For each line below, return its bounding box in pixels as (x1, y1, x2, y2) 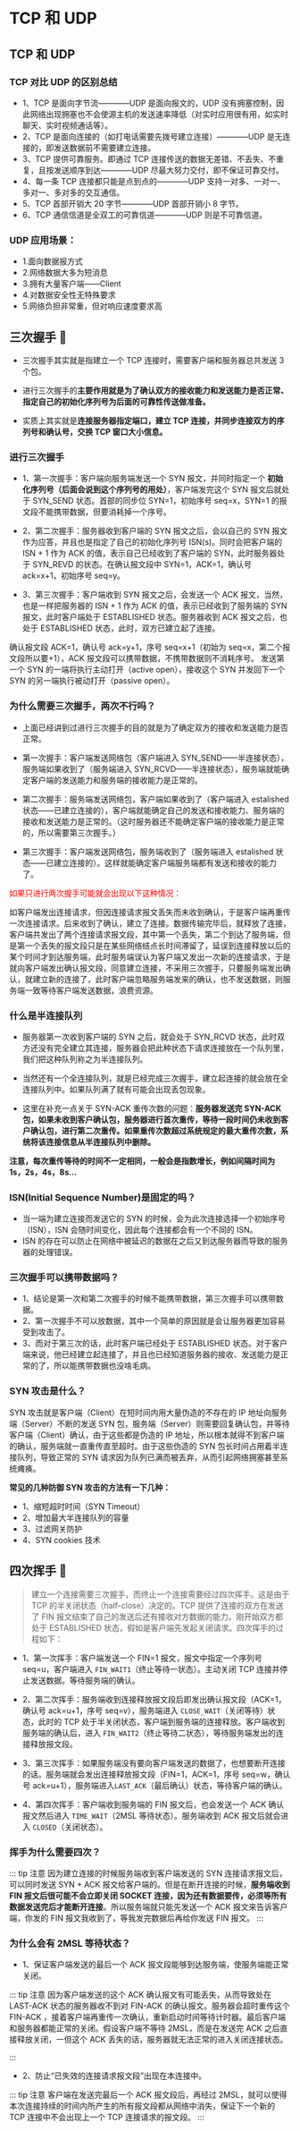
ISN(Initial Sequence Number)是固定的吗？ (9, 1191, 196, 1203)
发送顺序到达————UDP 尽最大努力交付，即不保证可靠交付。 (53, 165, 284, 175)
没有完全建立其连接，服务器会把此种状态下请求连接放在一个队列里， (37, 1042, 288, 1053)
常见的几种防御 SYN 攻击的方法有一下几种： (9, 1482, 171, 1492)
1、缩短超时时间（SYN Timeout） (21, 1500, 146, 1512)
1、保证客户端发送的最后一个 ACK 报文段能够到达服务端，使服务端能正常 (21, 1959, 289, 1970)
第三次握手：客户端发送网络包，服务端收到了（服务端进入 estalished (21, 846, 274, 857)
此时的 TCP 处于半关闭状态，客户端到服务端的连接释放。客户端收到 (37, 1716, 286, 1727)
